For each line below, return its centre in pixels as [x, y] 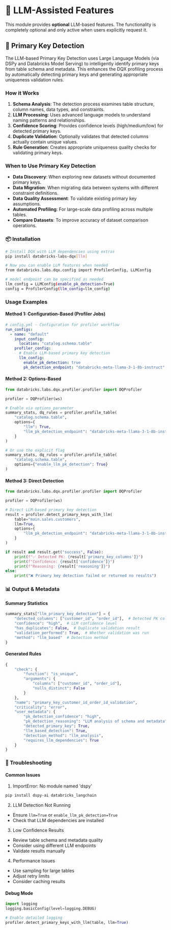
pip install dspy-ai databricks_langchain [51, 796]
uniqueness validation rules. [35, 80]
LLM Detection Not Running [42, 805]
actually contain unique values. [45, 142]
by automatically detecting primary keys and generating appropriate [77, 74]
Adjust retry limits [31, 876]
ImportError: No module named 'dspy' [52, 786]
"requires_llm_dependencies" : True [61, 740]
